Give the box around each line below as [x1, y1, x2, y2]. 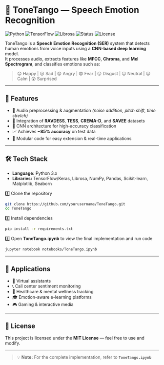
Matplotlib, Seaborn [12, 181, 52, 186]
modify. [5, 340, 20, 346]
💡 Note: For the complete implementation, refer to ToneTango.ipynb [17, 354, 152, 360]
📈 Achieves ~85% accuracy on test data [12, 128, 96, 134]
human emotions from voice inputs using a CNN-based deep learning [5, 45, 146, 51]
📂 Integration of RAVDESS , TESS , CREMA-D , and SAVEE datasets [12, 118, 145, 123]
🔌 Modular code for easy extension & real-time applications [12, 135, 132, 141]
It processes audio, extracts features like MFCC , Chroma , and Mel [5, 56, 139, 61]
